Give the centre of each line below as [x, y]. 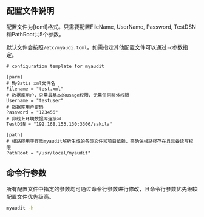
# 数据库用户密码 [25, 107]
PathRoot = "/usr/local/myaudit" [49, 153]
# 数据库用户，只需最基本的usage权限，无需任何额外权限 [68, 95]
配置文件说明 [30, 11]
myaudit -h [20, 208]
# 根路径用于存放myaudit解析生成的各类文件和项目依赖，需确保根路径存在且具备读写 [98, 141]
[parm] [15, 77]
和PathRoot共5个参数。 [36, 34]
